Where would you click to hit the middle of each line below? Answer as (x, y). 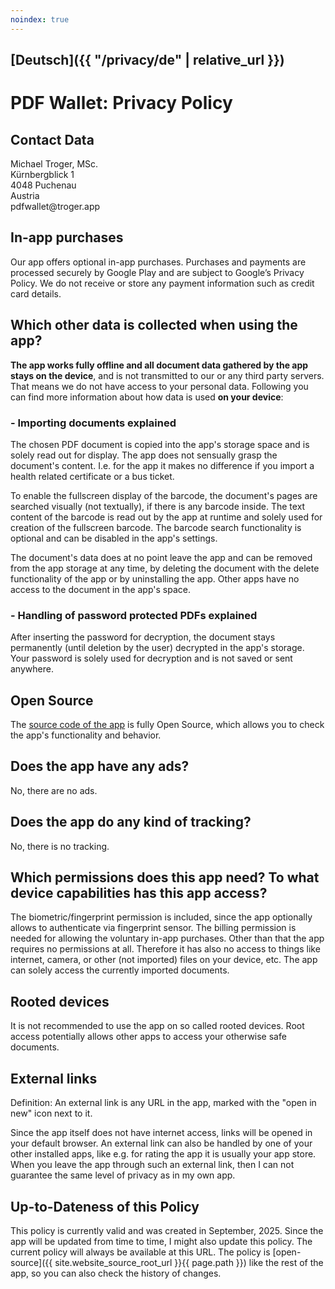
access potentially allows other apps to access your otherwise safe (148, 1037)
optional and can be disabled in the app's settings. (114, 538)
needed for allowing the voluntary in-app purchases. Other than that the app (167, 938)
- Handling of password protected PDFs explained (134, 615)
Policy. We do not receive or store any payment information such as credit (162, 283)
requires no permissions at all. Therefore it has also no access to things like (165, 949)
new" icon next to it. (51, 1113)
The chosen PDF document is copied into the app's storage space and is (160, 444)
